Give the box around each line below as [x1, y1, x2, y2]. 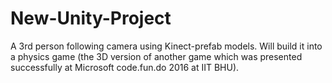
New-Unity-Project [10, 7, 172, 30]
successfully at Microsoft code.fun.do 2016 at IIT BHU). [10, 61, 240, 73]
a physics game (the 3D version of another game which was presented [10, 50, 303, 62]
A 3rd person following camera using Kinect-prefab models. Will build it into [10, 40, 323, 52]
